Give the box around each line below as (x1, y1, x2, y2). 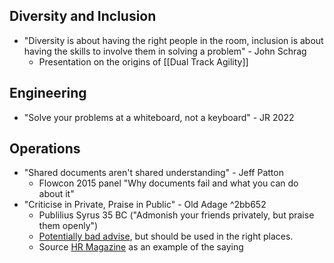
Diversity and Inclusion (9, 8, 157, 25)
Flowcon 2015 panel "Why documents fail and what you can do (38, 177, 299, 189)
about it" (38, 188, 75, 200)
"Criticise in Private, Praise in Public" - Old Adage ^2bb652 (23, 199, 267, 211)
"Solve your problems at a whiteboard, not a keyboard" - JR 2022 (23, 111, 295, 123)
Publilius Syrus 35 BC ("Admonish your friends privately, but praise (38, 209, 315, 221)
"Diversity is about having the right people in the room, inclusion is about (23, 34, 324, 46)
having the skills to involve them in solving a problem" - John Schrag (23, 45, 307, 57)
